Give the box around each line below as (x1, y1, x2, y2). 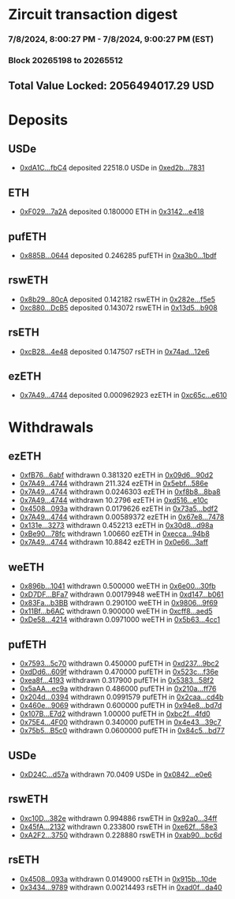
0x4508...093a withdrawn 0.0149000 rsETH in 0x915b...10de (19, 874, 217, 883)
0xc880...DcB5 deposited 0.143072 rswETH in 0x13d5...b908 (19, 302, 218, 313)
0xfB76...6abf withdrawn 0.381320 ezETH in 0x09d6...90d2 (19, 470, 214, 480)
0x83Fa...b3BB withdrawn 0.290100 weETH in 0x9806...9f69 (19, 598, 218, 608)
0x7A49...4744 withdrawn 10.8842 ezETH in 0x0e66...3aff (19, 538, 209, 547)
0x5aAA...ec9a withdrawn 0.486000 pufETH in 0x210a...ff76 (19, 684, 217, 694)
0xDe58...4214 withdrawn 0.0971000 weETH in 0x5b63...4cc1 (19, 615, 221, 624)
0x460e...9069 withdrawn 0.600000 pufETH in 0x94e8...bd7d (19, 701, 222, 710)
